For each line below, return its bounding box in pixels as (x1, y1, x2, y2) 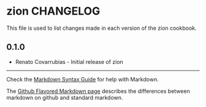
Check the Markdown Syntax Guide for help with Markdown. (6, 75, 159, 83)
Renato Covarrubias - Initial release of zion (15, 58, 124, 65)
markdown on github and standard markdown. (6, 94, 123, 101)
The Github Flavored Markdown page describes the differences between (6, 87, 190, 95)
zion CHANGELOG (6, 4, 101, 18)
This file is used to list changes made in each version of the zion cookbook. (6, 24, 197, 32)
